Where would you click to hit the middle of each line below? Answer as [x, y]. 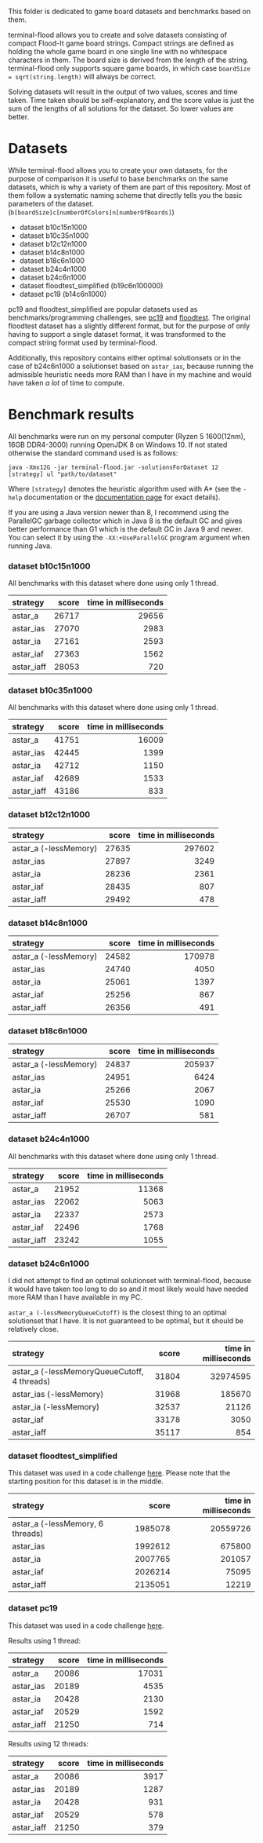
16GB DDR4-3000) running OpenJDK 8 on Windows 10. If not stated [118, 444]
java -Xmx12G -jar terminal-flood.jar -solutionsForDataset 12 [113, 467]
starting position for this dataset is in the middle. [86, 1481]
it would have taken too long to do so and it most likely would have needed [128, 1289]
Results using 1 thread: [45, 1640]
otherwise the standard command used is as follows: [93, 453]
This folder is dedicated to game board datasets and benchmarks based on [130, 11]
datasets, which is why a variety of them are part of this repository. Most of [130, 187]
